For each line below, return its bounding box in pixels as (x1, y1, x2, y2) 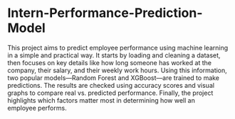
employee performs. (7, 103, 67, 112)
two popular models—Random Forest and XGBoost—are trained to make (7, 73, 219, 82)
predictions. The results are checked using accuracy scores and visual (7, 81, 215, 89)
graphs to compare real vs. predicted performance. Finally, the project (7, 89, 214, 97)
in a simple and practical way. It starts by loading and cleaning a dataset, (7, 51, 221, 59)
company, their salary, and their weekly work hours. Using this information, (7, 66, 228, 74)
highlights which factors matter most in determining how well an (7, 96, 196, 104)
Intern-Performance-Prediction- (7, 5, 203, 21)
